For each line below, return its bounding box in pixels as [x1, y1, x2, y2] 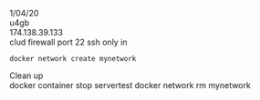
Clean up [9, 70, 44, 81]
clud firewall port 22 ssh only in [9, 36, 128, 47]
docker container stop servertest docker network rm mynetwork [9, 80, 251, 90]
